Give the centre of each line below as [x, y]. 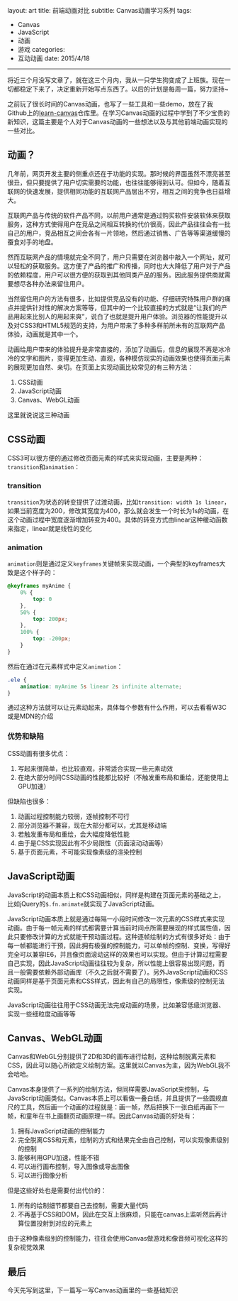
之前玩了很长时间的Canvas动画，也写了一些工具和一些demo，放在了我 [110, 104]
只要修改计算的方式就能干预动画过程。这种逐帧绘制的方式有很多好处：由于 [122, 936]
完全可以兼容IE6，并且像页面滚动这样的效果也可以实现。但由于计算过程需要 [118, 954]
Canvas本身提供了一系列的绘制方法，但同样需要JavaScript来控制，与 [108, 1089]
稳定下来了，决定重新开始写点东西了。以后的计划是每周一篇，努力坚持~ [124, 89]
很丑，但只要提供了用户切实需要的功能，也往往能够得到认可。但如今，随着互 [119, 182]
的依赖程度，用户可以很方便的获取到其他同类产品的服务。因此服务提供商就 [116, 275]
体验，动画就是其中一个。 [45, 334]
